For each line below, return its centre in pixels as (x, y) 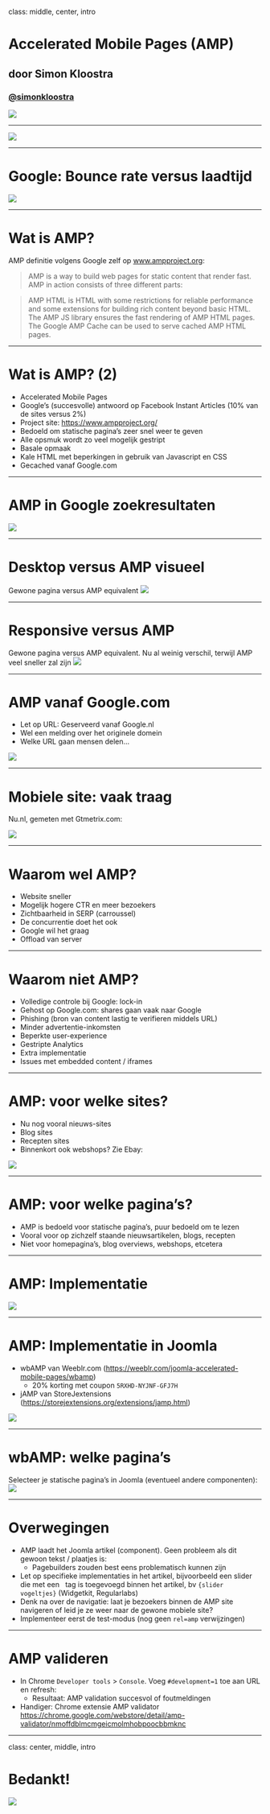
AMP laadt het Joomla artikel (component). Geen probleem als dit (128, 1550)
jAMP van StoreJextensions (65, 1394)
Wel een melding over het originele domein (91, 733)
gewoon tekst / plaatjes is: (63, 1558)
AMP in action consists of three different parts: (105, 284)
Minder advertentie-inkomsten (70, 1027)
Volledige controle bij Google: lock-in (81, 1002)
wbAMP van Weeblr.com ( (63, 1368)
